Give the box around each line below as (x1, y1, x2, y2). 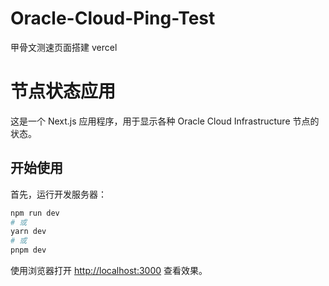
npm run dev (10, 208, 60, 218)
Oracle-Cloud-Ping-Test (10, 7, 216, 30)
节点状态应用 (10, 80, 117, 103)
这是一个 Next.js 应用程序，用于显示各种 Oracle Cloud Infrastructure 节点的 (10, 115, 320, 127)
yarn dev (10, 227, 47, 237)
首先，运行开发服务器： (10, 188, 107, 200)
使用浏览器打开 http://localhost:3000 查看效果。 (10, 265, 208, 277)
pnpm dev (10, 245, 47, 256)
